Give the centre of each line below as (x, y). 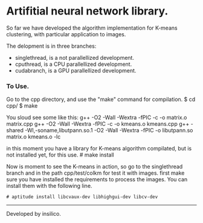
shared (15, 131)
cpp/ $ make (22, 106)
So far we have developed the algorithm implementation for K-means (92, 28)
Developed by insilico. (34, 214)
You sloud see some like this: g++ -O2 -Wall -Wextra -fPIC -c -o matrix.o (97, 118)
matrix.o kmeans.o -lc (34, 137)
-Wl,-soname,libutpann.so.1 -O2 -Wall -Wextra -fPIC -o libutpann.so (109, 131)
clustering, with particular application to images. (66, 34)
